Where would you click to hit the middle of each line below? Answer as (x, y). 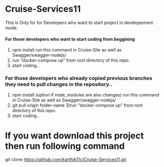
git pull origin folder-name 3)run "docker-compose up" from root (77, 105)
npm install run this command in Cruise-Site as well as (67, 50)
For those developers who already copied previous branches (79, 78)
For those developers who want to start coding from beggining (70, 39)
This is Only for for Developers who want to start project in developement (79, 23)
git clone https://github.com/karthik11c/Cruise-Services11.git (66, 160)
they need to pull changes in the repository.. (59, 84)
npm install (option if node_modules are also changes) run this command (86, 95)
